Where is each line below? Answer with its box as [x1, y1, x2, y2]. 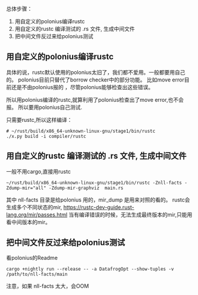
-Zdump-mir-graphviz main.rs [48, 185, 124, 191]
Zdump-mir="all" [6, 185, 46, 191]
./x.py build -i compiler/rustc [6, 133, 86, 139]
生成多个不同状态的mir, [6, 203, 62, 211]
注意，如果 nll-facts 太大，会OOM [6, 283, 89, 290]
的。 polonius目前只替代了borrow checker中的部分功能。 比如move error [6, 76, 184, 83]
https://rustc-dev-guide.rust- [63, 203, 135, 211]
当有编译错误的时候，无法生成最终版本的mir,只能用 [68, 211, 193, 218]
